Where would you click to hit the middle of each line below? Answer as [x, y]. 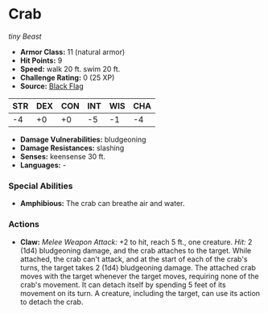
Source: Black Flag [52, 86]
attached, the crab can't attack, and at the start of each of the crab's [134, 259]
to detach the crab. [52, 302]
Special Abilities [41, 186]
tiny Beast [25, 36]
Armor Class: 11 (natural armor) [72, 51]
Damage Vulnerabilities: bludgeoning [83, 139]
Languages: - [43, 165]
